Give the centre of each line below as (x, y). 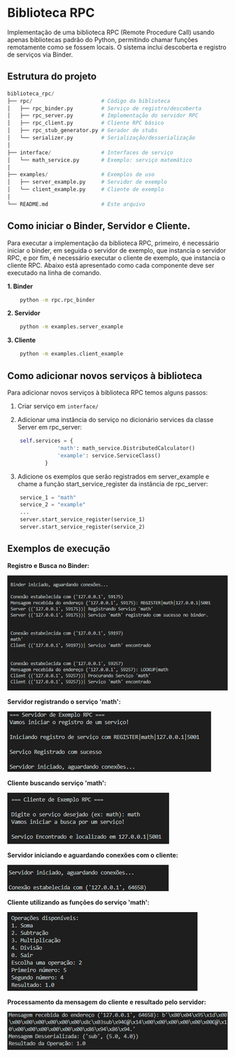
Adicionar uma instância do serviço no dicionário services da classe (115, 420)
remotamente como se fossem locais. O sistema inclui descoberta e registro (117, 47)
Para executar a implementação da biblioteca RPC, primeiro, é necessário (113, 243)
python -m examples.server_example (72, 327)
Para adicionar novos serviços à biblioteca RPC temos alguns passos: (108, 392)
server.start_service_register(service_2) (83, 527)
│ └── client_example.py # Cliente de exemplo (86, 190)
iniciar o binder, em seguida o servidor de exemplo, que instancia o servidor (116, 250)
